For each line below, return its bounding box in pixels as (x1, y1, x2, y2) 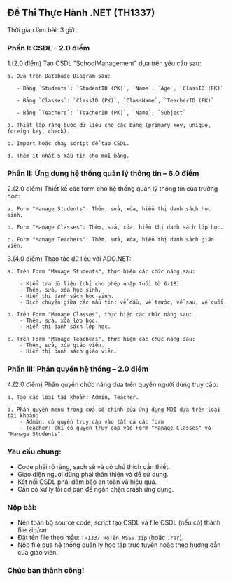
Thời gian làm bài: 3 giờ (7, 25, 75, 34)
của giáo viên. (17, 548, 58, 557)
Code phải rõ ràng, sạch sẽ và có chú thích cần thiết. (17, 463, 170, 471)
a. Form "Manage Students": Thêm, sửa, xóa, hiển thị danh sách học (7, 205, 211, 212)
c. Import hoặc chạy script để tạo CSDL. (7, 140, 130, 147)
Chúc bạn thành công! (7, 566, 85, 576)
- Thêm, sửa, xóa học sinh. (20, 287, 101, 294)
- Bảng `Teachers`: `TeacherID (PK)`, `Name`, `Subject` (16, 109, 187, 116)
